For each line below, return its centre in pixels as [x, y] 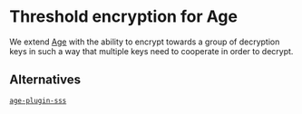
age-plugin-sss [38, 100]
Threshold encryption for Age [124, 17]
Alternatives [45, 80]
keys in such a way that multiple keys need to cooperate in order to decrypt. [151, 51]
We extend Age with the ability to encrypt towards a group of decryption [145, 42]
